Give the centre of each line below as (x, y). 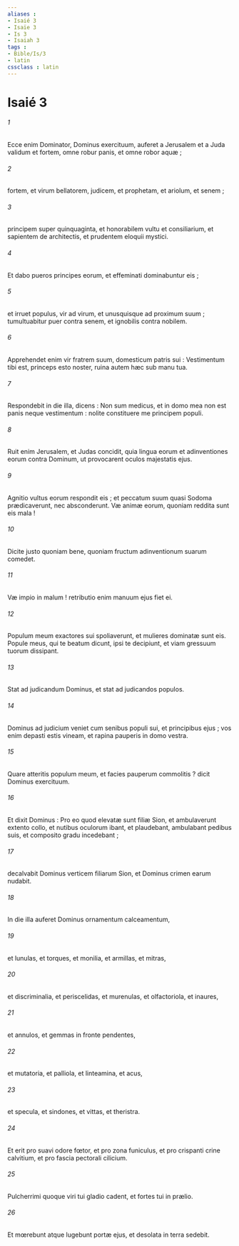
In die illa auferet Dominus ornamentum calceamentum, (88, 920)
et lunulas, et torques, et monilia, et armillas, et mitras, (87, 958)
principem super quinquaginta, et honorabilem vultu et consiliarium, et (111, 229)
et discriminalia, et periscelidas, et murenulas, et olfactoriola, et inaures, (113, 996)
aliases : (22, 14)
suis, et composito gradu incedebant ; (63, 835)
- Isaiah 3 (24, 41)
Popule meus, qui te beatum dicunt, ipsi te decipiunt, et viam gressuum (112, 644)
